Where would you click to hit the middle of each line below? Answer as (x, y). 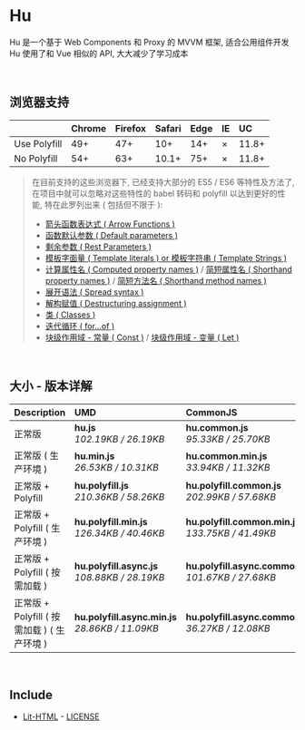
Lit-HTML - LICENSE (61, 716)
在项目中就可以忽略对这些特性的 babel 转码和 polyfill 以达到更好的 (155, 193)
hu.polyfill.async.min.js (125, 617)
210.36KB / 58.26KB (119, 497)
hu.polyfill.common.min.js (243, 521)
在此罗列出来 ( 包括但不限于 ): (108, 204)
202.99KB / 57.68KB (231, 497)
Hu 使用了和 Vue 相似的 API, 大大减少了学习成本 (99, 53)
